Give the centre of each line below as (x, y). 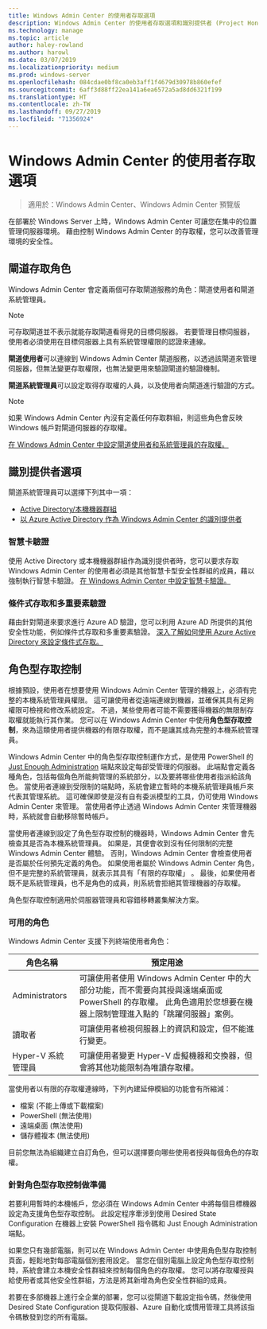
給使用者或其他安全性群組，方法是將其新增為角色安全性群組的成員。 (120, 1280)
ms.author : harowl (39, 52)
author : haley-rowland (46, 45)
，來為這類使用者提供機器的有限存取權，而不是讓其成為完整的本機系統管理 (137, 729)
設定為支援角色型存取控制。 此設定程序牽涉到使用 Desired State (112, 1214)
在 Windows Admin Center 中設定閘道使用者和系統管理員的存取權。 (118, 444)
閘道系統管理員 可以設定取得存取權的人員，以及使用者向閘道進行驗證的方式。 (133, 385)
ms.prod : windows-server (49, 75)
